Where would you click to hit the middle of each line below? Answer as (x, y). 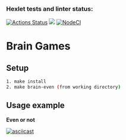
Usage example (36, 105)
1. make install (26, 82)
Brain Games (38, 46)
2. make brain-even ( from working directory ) (63, 87)
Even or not (21, 119)
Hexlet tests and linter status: (50, 9)
